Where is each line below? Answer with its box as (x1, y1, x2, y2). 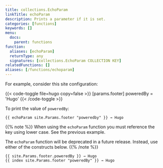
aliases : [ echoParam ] (9, 49, 55, 54)
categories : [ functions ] (5, 21, 57, 26)
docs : (9, 35, 21, 40)
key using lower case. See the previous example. (5, 129, 106, 135)
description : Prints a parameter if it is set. (5, 16, 106, 21)
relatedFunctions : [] (5, 63, 50, 68)
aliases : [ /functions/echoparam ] (5, 68, 75, 73)
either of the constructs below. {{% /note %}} (5, 144, 99, 150)
